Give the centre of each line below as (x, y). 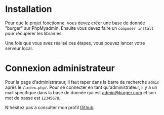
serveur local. (19, 48)
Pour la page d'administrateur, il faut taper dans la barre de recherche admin (82, 82)
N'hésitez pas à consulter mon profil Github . (50, 107)
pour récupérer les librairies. (34, 33)
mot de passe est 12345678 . (33, 98)
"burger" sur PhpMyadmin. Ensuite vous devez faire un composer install (80, 28)
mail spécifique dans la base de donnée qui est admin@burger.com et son (81, 92)
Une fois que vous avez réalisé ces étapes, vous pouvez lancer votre (75, 43)
